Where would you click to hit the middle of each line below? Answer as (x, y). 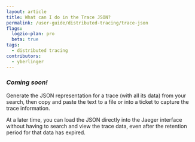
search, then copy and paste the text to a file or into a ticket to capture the (98, 101)
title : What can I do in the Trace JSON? (59, 17)
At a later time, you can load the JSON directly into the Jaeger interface (94, 119)
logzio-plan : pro (33, 34)
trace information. (28, 108)
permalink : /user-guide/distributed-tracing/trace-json (77, 23)
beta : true (25, 39)
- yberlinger (28, 61)
